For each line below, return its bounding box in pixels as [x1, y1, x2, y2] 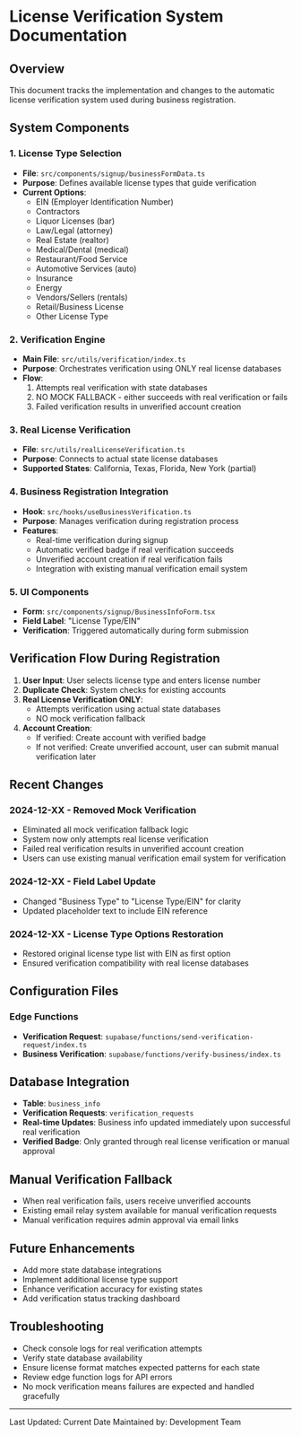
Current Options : [21, 187, 87, 197]
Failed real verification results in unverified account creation [21, 844, 245, 854]
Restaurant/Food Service [35, 253, 128, 264]
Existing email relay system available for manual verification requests [21, 1205, 278, 1216]
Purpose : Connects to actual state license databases [21, 453, 219, 464]
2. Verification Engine [9, 333, 106, 346]
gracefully [21, 1390, 60, 1401]
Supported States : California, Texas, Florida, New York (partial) [21, 463, 257, 474]
